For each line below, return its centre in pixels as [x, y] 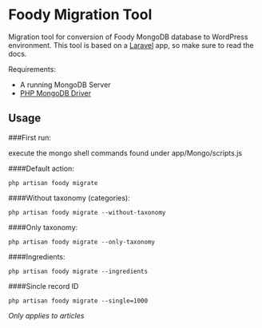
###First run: [30, 137]
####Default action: [41, 168]
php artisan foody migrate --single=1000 [78, 301]
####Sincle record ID [44, 286]
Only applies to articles [46, 315]
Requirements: [32, 69]
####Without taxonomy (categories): [69, 198]
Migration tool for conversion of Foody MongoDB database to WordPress [128, 37]
